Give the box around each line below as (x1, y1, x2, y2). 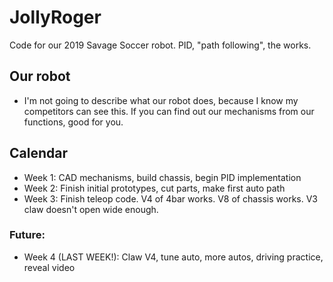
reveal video (23, 261, 76, 273)
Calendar (9, 145, 68, 162)
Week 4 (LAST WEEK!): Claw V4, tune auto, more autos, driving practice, (23, 251, 324, 263)
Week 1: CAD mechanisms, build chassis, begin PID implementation (23, 171, 302, 183)
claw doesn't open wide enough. (23, 203, 159, 215)
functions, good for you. (23, 116, 124, 128)
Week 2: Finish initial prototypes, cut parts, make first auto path (23, 182, 286, 194)
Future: (9, 228, 46, 242)
